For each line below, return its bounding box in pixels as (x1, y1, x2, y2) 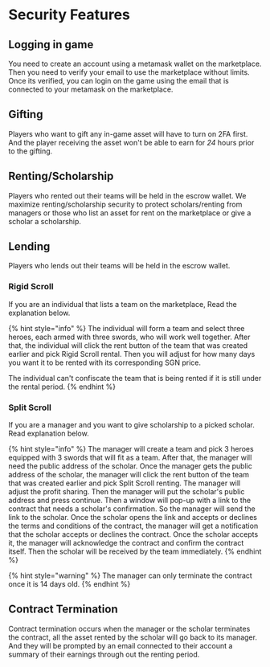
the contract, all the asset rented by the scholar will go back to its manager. (8, 632, 257, 642)
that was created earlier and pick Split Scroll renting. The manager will (8, 478, 241, 488)
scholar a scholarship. (8, 216, 82, 226)
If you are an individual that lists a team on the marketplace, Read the (8, 299, 237, 309)
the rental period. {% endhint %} (8, 382, 117, 391)
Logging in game (8, 38, 94, 51)
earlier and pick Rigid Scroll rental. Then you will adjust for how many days (8, 349, 256, 358)
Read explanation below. (8, 428, 90, 439)
